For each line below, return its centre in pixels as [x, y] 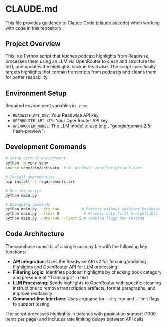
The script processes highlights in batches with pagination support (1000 [81, 314]
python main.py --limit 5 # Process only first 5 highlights [81, 214]
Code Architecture [35, 234]
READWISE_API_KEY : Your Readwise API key [55, 115]
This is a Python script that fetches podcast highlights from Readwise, [77, 56]
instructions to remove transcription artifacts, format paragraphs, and [84, 288]
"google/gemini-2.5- [131, 126]
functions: [16, 252]
